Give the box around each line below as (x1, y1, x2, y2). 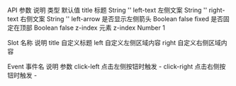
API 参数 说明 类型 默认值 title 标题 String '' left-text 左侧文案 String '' (7, 6, 208, 14)
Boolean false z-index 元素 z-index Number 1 (33, 23, 165, 32)
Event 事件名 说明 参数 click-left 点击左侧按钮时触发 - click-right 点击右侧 (7, 62, 220, 70)
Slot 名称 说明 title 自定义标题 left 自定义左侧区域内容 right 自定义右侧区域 (7, 38, 222, 47)
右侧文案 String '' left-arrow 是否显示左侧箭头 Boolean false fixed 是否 (20, 14, 223, 23)
